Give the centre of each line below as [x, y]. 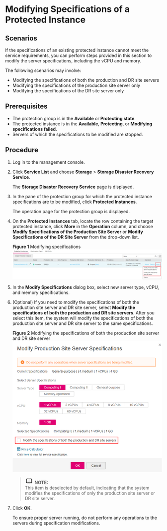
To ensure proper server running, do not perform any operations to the [85, 518]
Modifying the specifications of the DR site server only [68, 91]
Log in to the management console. [49, 162]
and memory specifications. [41, 292]
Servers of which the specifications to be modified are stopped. [78, 134]
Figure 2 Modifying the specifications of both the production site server [86, 333]
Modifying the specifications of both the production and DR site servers [86, 80]
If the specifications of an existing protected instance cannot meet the [77, 50]
